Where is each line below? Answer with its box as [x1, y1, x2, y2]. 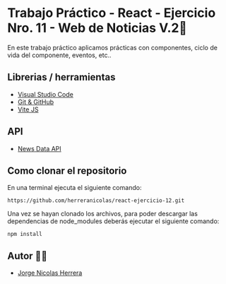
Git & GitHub [17, 97, 54, 106]
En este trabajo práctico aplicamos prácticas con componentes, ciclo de [7, 43, 218, 52]
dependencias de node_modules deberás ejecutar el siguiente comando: [7, 217, 220, 225]
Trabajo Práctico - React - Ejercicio [7, 5, 216, 21]
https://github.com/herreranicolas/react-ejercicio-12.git [7, 197, 185, 204]
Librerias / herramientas [7, 71, 116, 83]
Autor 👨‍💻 [7, 249, 48, 262]
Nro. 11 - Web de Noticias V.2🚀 [7, 20, 187, 36]
